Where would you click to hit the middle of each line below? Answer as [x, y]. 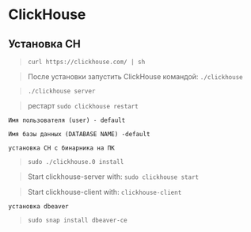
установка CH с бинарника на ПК [61, 148]
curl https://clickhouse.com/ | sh [86, 62]
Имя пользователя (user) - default [67, 120]
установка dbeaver [38, 207]
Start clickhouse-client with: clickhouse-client [105, 192]
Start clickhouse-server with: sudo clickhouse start [113, 177]
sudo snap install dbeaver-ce [78, 220]
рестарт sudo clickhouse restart [83, 106]
